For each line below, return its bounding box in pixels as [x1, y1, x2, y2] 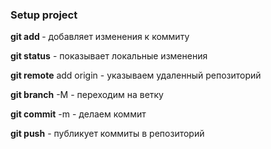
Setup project [10, 8, 78, 22]
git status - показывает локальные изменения [10, 50, 208, 62]
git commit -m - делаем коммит [10, 108, 147, 120]
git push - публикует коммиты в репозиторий [10, 128, 205, 140]
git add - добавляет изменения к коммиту [10, 31, 190, 43]
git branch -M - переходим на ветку [10, 89, 164, 101]
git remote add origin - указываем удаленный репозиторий [10, 69, 262, 82]
